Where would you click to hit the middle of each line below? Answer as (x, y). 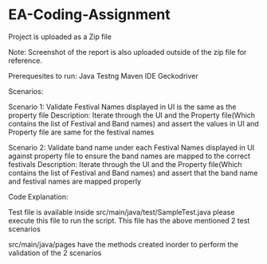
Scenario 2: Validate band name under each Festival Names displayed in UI (132, 147)
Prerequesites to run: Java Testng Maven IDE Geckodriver (104, 76)
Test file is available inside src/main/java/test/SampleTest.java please (122, 212)
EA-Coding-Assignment (90, 15)
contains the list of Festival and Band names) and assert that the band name (133, 173)
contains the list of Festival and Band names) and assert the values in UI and (133, 123)
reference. (25, 60)
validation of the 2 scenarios (55, 253)
